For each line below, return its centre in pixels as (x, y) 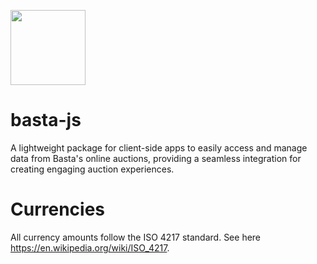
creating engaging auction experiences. (92, 169)
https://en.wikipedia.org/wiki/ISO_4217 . (90, 247)
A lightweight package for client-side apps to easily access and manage (159, 147)
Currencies (58, 209)
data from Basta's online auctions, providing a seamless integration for (156, 158)
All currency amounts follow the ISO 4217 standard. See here (136, 237)
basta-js (46, 120)
